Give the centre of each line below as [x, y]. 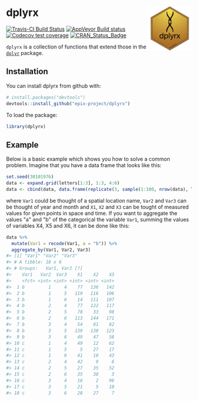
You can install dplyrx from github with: [54, 86]
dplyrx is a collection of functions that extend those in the [76, 47]
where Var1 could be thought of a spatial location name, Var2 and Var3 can [96, 200]
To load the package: [32, 115]
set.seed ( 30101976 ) [30, 177]
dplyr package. [25, 53]
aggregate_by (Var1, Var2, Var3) [51, 250]
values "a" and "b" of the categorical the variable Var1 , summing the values [98, 219]
